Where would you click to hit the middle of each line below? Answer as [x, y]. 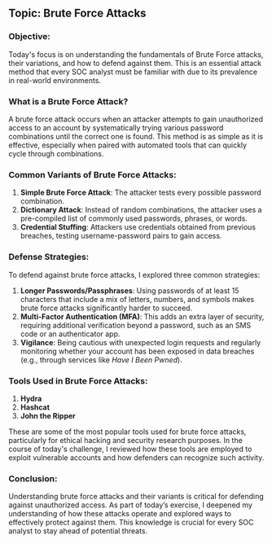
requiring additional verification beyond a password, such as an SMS [136, 325]
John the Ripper [48, 415]
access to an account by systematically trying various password [116, 127]
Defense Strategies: [49, 257]
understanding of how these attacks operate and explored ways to [120, 514]
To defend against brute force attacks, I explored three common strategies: [134, 274]
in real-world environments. [55, 80]
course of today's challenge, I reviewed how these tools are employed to [130, 449]
